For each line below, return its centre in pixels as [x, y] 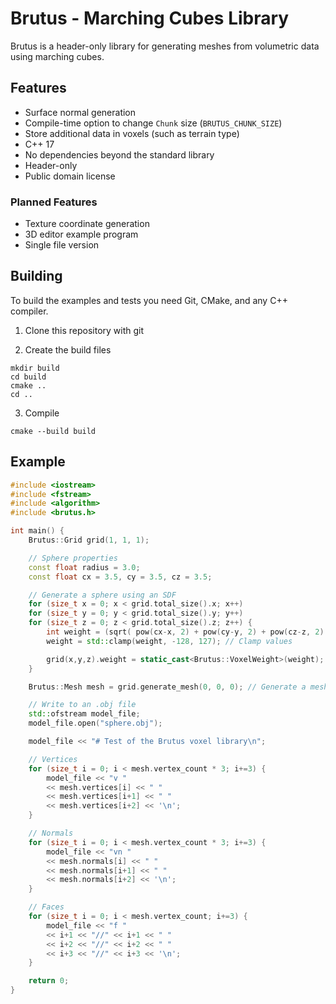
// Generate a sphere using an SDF [102, 595]
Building [36, 276]
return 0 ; [49, 981]
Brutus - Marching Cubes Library [150, 18]
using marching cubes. [57, 56]
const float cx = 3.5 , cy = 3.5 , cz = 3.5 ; [120, 577]
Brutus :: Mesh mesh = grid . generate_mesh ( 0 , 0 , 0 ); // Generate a [167, 687]
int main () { [37, 531]
